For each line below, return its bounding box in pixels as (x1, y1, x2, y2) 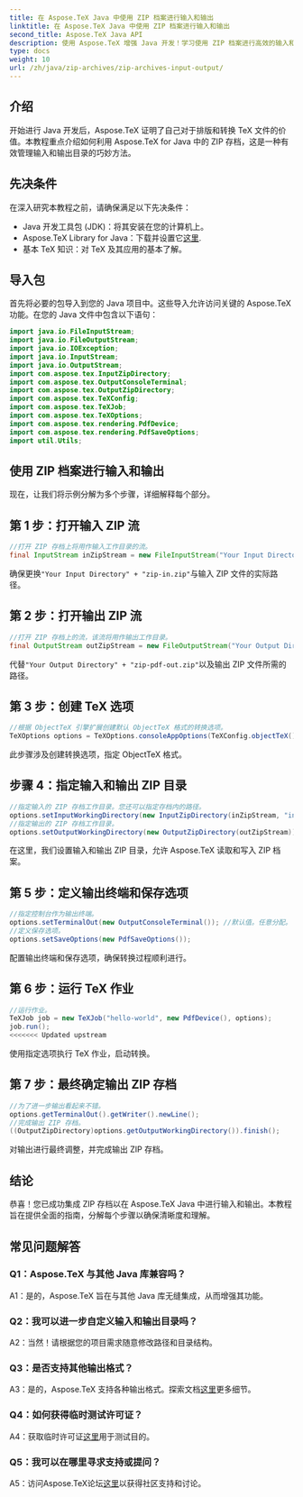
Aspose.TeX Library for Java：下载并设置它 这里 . (22, 232, 202, 243)
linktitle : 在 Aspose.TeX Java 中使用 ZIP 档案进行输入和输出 (9, 22, 230, 31)
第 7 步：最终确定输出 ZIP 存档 (9, 1077, 178, 1092)
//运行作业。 (9, 1006, 51, 1015)
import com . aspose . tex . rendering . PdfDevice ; (9, 419, 179, 428)
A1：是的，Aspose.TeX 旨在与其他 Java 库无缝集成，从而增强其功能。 (9, 1290, 269, 1301)
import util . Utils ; (9, 436, 83, 445)
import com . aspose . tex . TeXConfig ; (9, 394, 140, 404)
